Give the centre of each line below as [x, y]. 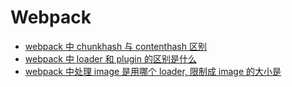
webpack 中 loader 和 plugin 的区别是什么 [110, 58]
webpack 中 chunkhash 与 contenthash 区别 [115, 46]
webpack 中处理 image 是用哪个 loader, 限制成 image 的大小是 [153, 71]
